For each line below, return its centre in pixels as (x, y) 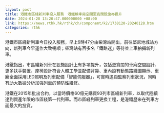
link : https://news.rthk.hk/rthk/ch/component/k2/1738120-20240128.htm (79, 23)
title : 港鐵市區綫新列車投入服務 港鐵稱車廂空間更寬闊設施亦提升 (64, 14)
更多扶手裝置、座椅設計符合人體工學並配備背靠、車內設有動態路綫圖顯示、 (80, 71)
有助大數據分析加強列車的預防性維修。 (43, 83)
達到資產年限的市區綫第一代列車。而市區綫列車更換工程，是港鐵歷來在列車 (80, 99)
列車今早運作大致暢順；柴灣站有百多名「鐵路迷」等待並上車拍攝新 (84, 48)
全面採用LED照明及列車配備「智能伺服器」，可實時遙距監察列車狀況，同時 (83, 77)
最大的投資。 (22, 106)
